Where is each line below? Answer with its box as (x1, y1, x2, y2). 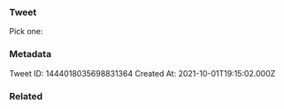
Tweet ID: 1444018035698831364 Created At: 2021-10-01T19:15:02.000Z (9, 68, 276, 78)
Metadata (9, 48, 51, 61)
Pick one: (9, 26, 43, 37)
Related (9, 90, 43, 102)
